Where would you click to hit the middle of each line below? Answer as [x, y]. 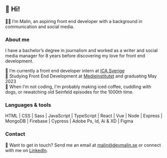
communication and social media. [40, 26]
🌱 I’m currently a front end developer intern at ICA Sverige [65, 71]
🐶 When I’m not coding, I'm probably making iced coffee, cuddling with [78, 87]
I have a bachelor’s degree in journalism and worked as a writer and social [81, 50]
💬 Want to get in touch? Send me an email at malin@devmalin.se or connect [83, 145]
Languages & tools [28, 105]
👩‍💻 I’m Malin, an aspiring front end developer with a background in [74, 21]
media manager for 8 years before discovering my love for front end [75, 56]
